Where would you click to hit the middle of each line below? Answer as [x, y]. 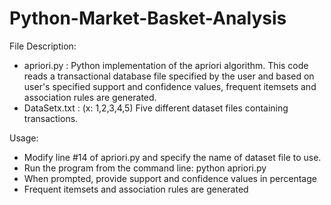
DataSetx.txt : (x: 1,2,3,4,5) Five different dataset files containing [156, 108]
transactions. [51, 118]
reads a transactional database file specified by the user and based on [169, 76]
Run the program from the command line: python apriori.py [145, 168]
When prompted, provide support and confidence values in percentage [170, 178]
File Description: [43, 46]
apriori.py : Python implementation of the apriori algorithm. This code [166, 65]
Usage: [24, 138]
